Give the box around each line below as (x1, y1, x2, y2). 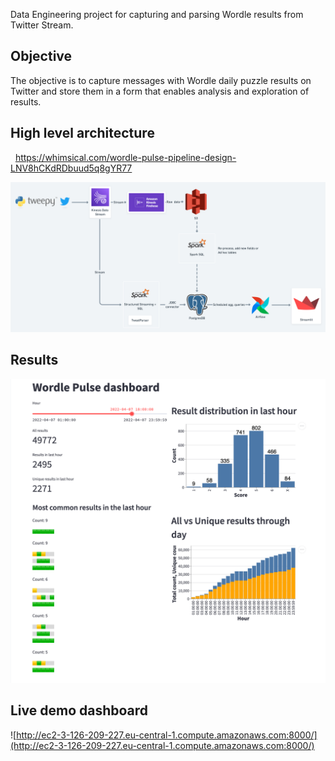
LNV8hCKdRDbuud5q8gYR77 (10, 162, 133, 174)
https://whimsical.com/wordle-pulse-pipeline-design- (14, 151, 237, 163)
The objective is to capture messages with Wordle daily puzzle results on (10, 74, 312, 86)
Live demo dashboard (10, 702, 149, 719)
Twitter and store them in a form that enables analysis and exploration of (10, 85, 310, 97)
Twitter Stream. (10, 19, 74, 31)
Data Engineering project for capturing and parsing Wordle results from (10, 9, 304, 20)
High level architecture (10, 125, 155, 142)
